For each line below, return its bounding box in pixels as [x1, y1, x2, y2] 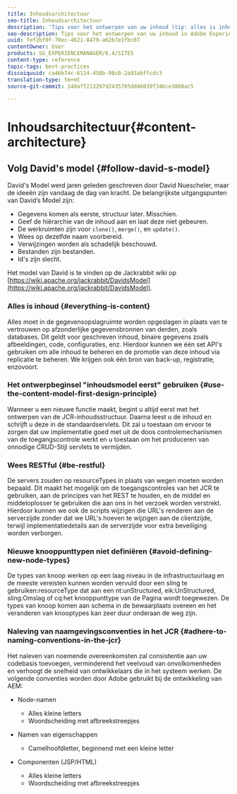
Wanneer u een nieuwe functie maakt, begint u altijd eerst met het [7, 404, 199, 414]
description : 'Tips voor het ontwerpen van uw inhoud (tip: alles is [7, 23, 217, 30]
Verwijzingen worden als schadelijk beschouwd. [17, 240, 157, 248]
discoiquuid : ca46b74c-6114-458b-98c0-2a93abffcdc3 [7, 69, 162, 76]
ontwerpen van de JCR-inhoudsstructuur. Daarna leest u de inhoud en [7, 412, 212, 421]
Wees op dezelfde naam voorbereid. [17, 233, 123, 241]
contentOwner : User [7, 43, 65, 50]
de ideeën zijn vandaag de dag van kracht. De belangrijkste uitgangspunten [7, 189, 227, 197]
